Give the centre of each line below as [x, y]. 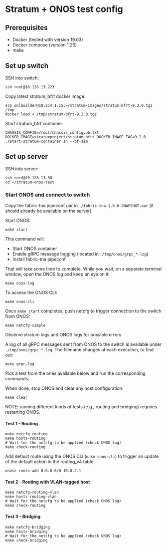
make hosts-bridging [27, 532]
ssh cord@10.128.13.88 [29, 178]
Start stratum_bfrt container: [34, 123]
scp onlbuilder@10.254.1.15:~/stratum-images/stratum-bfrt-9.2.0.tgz [79, 105]
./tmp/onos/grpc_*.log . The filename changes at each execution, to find [80, 349]
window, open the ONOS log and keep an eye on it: [57, 274]
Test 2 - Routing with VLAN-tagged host [48, 482]
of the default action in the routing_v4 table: [50, 462]
